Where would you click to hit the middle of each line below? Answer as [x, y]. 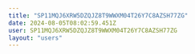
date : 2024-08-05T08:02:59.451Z [62, 23]
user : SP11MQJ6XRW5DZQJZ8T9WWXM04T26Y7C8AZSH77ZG [93, 30]
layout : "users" [35, 38]
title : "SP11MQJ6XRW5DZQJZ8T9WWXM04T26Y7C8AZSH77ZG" [98, 15]
